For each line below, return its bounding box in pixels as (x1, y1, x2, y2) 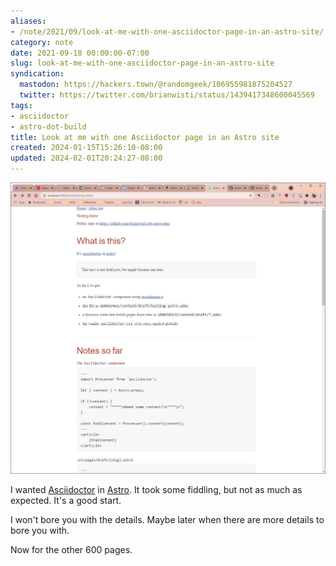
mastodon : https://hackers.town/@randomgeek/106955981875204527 (19, 80, 293, 90)
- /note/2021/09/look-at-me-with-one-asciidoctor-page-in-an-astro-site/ (10, 26, 325, 37)
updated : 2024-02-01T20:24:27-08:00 (10, 153, 163, 164)
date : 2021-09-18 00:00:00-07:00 (10, 48, 150, 58)
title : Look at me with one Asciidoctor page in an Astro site (10, 132, 280, 142)
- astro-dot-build (10, 121, 87, 132)
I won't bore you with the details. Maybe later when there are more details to (10, 514, 325, 526)
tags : (10, 100, 33, 110)
